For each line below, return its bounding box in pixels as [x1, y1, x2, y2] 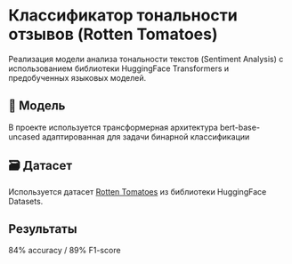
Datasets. [8, 196, 44, 206]
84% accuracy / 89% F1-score [8, 245, 121, 256]
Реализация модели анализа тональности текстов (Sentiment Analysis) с [8, 53, 284, 64]
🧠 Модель [8, 99, 66, 114]
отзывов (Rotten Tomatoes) [8, 24, 218, 44]
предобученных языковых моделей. [8, 72, 147, 83]
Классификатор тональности [8, 5, 238, 26]
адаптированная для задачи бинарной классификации [42, 131, 250, 142]
